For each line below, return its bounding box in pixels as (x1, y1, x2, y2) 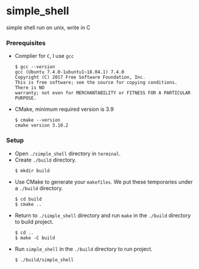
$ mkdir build (14, 168, 50, 174)
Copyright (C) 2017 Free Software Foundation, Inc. (14, 75, 146, 81)
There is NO (14, 85, 45, 91)
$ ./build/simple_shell (14, 256, 74, 263)
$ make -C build (14, 234, 55, 241)
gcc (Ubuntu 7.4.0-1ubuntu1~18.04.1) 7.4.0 (14, 69, 125, 75)
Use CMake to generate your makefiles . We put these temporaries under (14, 178, 193, 185)
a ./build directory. (14, 184, 64, 191)
